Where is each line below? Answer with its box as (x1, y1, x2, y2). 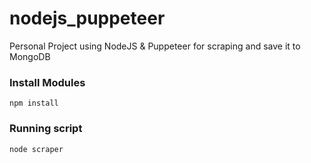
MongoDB (9, 50, 51, 62)
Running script (9, 122, 83, 136)
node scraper (9, 144, 64, 154)
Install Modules (9, 75, 86, 89)
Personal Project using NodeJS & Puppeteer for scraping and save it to (9, 40, 301, 52)
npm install (9, 98, 59, 109)
